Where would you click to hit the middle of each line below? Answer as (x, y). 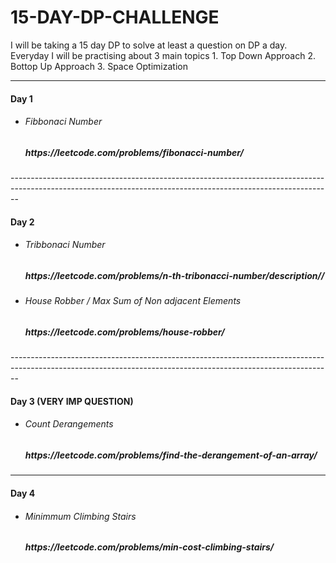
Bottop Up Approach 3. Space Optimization (99, 66)
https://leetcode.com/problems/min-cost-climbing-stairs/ (149, 547)
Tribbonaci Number (65, 245)
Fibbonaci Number (63, 122)
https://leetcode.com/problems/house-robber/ (124, 332)
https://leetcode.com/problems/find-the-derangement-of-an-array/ (171, 455)
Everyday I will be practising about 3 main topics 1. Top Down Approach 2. (163, 55)
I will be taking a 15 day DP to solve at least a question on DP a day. (149, 45)
